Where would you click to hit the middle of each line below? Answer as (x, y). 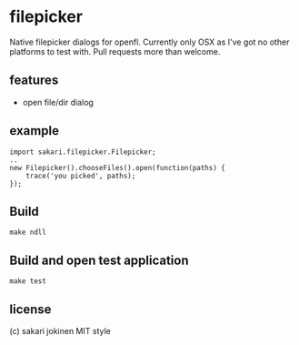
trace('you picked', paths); (81, 176)
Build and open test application (99, 260)
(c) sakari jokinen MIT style (60, 331)
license (30, 309)
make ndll (28, 233)
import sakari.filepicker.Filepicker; (83, 152)
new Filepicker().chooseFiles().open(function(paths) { (117, 167)
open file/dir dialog (58, 102)
